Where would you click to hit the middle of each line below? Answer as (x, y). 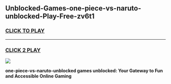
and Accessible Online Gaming (38, 76)
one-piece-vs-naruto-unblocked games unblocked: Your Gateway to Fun (84, 70)
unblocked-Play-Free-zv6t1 (50, 17)
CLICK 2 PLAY (23, 50)
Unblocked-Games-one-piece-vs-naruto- (73, 8)
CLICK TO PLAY (25, 31)
